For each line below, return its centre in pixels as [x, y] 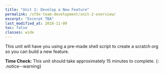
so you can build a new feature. [37, 51]
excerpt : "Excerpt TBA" [30, 19]
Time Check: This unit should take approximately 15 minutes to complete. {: [82, 61]
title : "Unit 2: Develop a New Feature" [47, 10]
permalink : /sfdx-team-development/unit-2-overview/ [61, 14]
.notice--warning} [23, 66]
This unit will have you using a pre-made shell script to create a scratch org [82, 46]
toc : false [16, 28]
